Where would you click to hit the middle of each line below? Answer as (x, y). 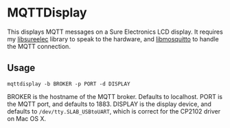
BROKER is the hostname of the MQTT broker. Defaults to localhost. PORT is (115, 96)
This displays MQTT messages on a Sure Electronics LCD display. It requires (115, 32)
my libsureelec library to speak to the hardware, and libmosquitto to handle (113, 39)
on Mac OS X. (27, 118)
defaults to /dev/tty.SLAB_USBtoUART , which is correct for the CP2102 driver (114, 111)
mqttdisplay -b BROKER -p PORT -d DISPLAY (69, 84)
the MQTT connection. (39, 46)
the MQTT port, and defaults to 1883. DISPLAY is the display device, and (109, 104)
